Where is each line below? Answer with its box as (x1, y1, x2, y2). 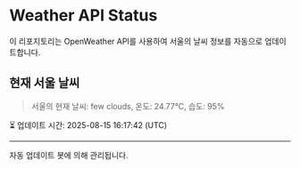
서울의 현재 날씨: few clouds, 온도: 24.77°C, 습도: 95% (30, 101, 225, 111)
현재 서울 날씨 (9, 76, 80, 91)
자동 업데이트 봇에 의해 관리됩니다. (9, 149, 129, 160)
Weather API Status (9, 5, 158, 26)
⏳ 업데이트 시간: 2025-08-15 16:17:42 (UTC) (9, 119, 168, 130)
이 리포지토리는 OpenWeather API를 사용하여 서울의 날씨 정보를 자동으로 (9, 36, 263, 46)
